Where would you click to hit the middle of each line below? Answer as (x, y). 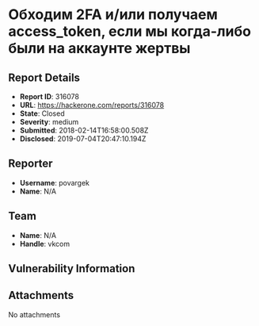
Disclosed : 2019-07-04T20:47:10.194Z (83, 139)
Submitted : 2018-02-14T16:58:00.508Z (84, 130)
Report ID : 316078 (49, 96)
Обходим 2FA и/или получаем (113, 15)
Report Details (44, 77)
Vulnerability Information (72, 268)
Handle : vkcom (44, 244)
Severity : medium (49, 122)
